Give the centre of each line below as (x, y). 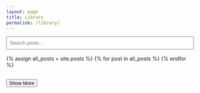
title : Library (25, 17)
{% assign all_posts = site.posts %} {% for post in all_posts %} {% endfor (96, 59)
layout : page (22, 12)
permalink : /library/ (33, 23)
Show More (22, 83)
